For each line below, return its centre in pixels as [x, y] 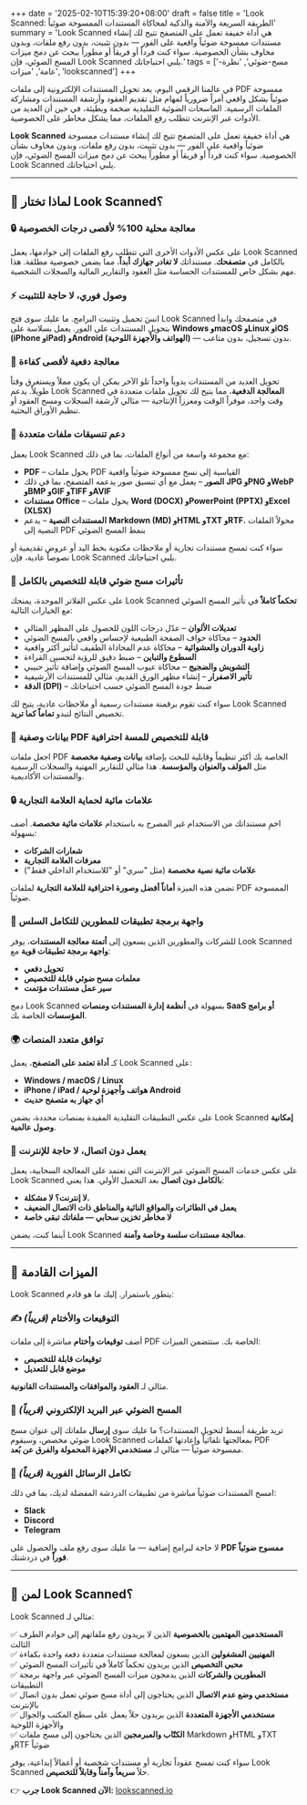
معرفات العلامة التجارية [62, 861]
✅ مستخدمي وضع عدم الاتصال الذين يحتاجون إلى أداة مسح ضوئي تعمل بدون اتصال [150, 1694]
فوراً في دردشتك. [40, 1557]
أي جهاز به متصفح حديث [63, 1100]
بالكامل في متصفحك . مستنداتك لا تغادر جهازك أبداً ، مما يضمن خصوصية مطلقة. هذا [148, 261]
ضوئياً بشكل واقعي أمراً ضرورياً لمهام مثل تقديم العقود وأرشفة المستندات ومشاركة [149, 98]
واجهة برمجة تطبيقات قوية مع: [61, 951]
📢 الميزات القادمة [54, 1272]
